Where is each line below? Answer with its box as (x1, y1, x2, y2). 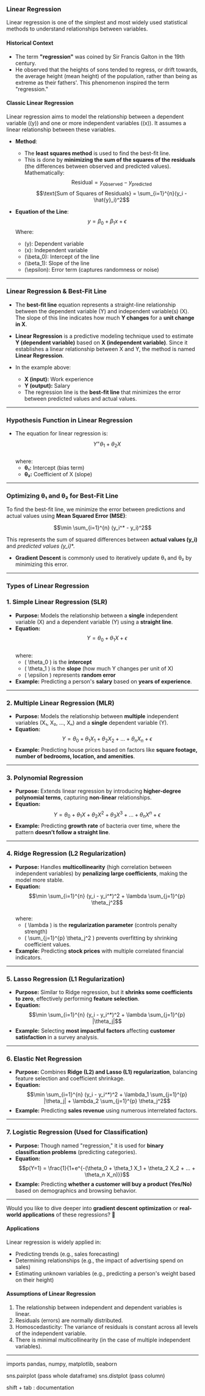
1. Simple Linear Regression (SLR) (6, 598, 108, 606)
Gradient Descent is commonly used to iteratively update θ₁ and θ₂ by (15, 554, 192, 561)
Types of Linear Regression (6, 581, 90, 590)
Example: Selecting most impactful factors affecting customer (15, 1027, 176, 1034)
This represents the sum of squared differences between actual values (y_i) (6, 536, 198, 543)
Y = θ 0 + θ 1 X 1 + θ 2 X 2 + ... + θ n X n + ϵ (62, 735, 153, 744)
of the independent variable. (15, 1330, 87, 1337)
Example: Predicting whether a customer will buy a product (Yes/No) (15, 1180, 192, 1188)
